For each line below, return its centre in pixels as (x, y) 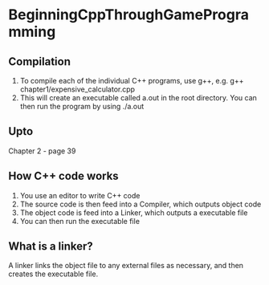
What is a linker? (51, 246)
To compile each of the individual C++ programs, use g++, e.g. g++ (132, 81)
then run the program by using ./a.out (82, 106)
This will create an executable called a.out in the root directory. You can (138, 98)
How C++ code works (63, 176)
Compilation (39, 61)
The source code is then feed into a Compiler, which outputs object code (141, 204)
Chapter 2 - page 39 (42, 151)
